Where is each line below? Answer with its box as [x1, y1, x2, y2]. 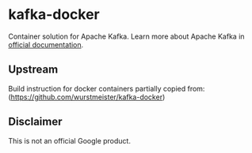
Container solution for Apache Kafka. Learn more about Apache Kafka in [8, 32, 245, 41]
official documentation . [8, 39, 84, 49]
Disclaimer [8, 115, 63, 129]
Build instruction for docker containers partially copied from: [8, 84, 205, 93]
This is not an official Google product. [8, 136, 131, 145]
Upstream [8, 63, 59, 76]
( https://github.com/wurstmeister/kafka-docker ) [8, 92, 166, 102]
